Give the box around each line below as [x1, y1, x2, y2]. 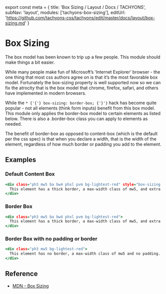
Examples [5, 155, 36, 164]
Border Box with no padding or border [5, 235, 98, 242]
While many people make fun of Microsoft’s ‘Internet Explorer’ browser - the [5, 69, 161, 75]
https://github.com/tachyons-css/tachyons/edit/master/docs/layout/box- [6, 15, 155, 20]
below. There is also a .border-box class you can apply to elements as [5, 116, 148, 122]
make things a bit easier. [5, 59, 55, 65]
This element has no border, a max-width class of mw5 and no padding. [9, 251, 161, 256]
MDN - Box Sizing [12, 283, 49, 289]
